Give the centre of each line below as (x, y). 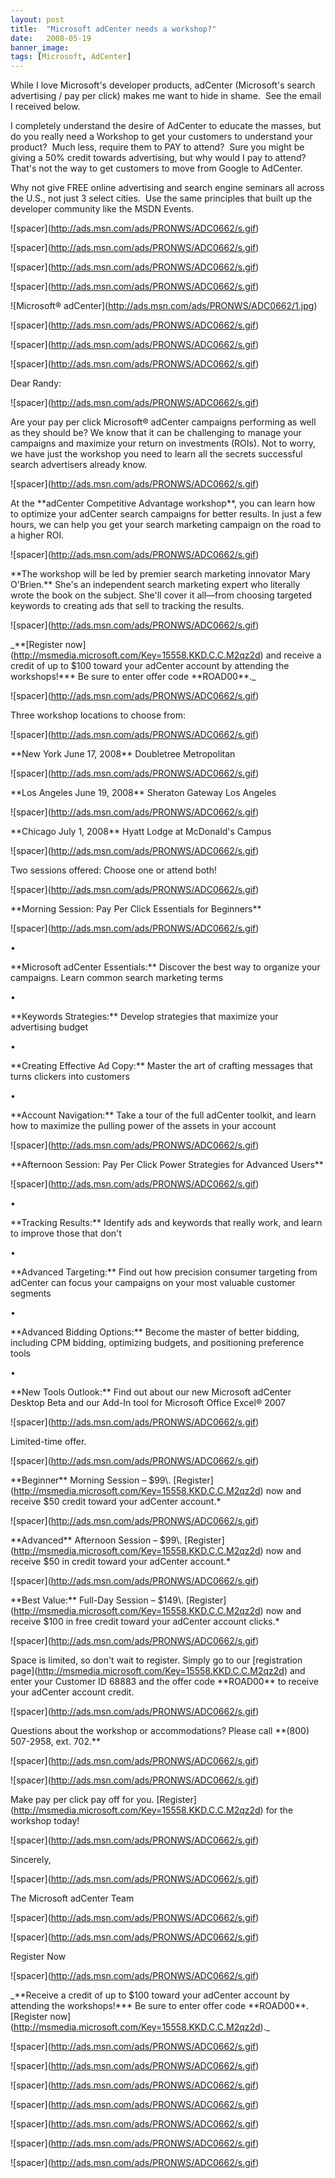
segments (31, 1293)
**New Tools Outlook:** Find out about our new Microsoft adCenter (151, 1392)
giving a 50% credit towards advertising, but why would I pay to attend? (158, 158)
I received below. (45, 107)
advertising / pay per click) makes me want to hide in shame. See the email (166, 96)
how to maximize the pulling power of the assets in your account (143, 1126)
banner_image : (40, 47)
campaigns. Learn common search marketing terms (117, 978)
